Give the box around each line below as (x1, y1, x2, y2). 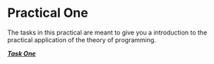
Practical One (7, 5, 88, 21)
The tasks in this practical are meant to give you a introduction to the (7, 28, 208, 37)
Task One (7, 49, 37, 58)
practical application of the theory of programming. (7, 35, 157, 44)
